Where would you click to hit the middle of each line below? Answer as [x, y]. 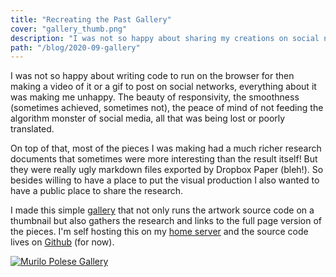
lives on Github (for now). [62, 242]
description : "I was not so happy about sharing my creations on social [165, 38]
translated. [32, 129]
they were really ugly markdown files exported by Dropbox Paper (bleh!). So [167, 170]
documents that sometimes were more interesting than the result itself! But [164, 159]
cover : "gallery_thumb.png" [69, 29]
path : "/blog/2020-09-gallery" [75, 47]
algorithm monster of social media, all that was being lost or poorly [148, 118]
